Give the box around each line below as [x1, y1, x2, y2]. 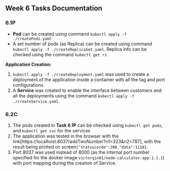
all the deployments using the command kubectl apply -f [12, 92, 135, 98]
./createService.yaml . [12, 98, 60, 104]
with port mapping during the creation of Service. [12, 160, 117, 166]
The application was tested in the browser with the [12, 133, 119, 139]
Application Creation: [5, 61, 52, 67]
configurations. [12, 82, 45, 88]
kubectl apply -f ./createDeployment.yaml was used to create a [12, 71, 149, 77]
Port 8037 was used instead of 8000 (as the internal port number [12, 149, 150, 155]
